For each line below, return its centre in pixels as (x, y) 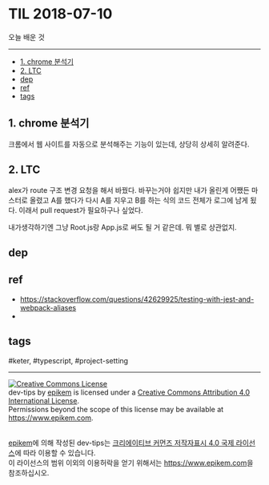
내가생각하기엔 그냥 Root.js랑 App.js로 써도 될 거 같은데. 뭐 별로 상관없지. (123, 227)
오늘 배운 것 (27, 37)
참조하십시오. (29, 472)
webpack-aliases (48, 307)
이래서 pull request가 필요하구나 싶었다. (81, 210)
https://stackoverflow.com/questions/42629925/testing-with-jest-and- (137, 299)
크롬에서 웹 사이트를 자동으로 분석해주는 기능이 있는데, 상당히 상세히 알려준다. (129, 144)
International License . (44, 400)
